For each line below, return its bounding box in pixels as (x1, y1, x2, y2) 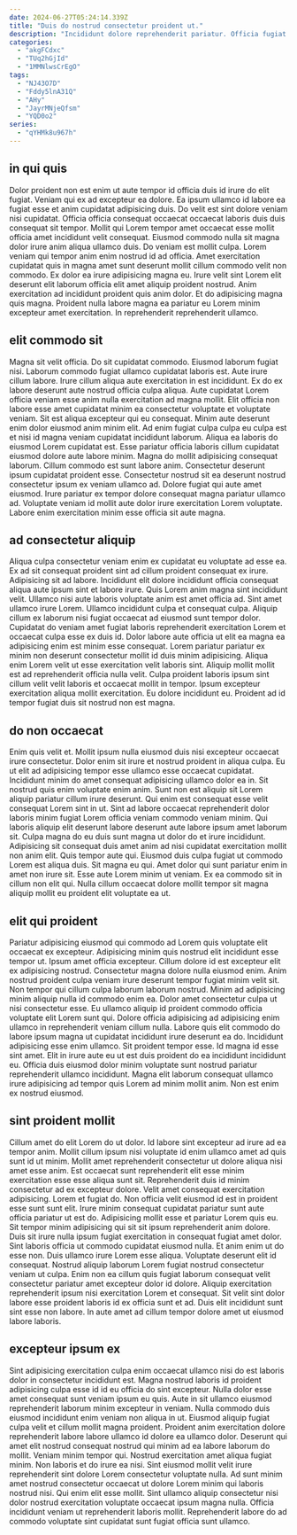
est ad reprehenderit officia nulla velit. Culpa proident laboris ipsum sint (9, 669, 270, 680)
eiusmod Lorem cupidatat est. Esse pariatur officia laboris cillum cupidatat (9, 440, 280, 452)
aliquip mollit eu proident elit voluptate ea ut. (9, 888, 171, 899)
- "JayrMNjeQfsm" (17, 104, 81, 113)
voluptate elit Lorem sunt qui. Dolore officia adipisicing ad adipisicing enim (9, 1012, 280, 1023)
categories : (9, 37, 53, 47)
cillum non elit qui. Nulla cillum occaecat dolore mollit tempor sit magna (9, 878, 269, 889)
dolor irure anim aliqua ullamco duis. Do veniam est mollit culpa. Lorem (9, 241, 267, 252)
